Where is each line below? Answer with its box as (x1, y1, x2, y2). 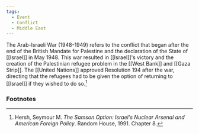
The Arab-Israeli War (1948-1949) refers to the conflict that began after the (6, 41, 189, 48)
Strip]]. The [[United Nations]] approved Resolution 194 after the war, (6, 66, 175, 74)
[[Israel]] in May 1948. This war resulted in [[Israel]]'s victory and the (6, 54, 174, 61)
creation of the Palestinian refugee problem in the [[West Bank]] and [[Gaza (6, 60, 191, 67)
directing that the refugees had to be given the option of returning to (6, 73, 173, 80)
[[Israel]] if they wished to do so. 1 (6, 79, 88, 87)
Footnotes (6, 95, 37, 103)
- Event (11, 14, 31, 20)
